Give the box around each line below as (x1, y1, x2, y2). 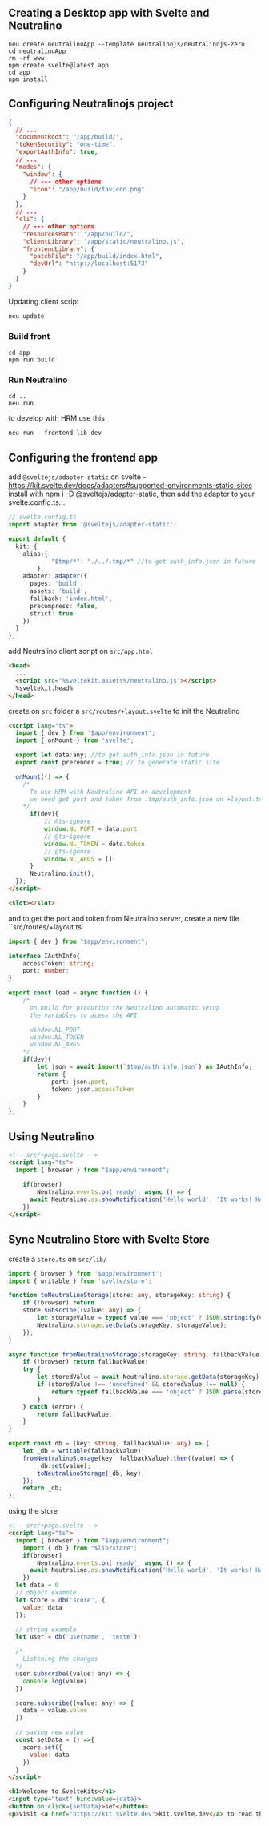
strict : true (29, 609, 74, 618)
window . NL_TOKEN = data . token (43, 840, 146, 848)
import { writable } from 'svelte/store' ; (8, 1277, 152, 1285)
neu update (8, 312, 45, 320)
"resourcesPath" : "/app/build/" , (22, 230, 134, 238)
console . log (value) (22, 1677, 88, 1685)
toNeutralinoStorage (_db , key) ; (37, 1469, 146, 1477)
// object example (15, 1589, 78, 1597)
